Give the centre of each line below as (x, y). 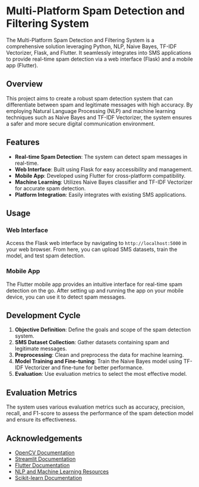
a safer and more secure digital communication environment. (81, 124)
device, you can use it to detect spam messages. (66, 297)
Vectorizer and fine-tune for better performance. (84, 367)
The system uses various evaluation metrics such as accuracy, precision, (96, 407)
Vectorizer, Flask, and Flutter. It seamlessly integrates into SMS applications (99, 52)
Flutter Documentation (42, 465)
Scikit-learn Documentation (48, 477)
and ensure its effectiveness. (42, 420)
